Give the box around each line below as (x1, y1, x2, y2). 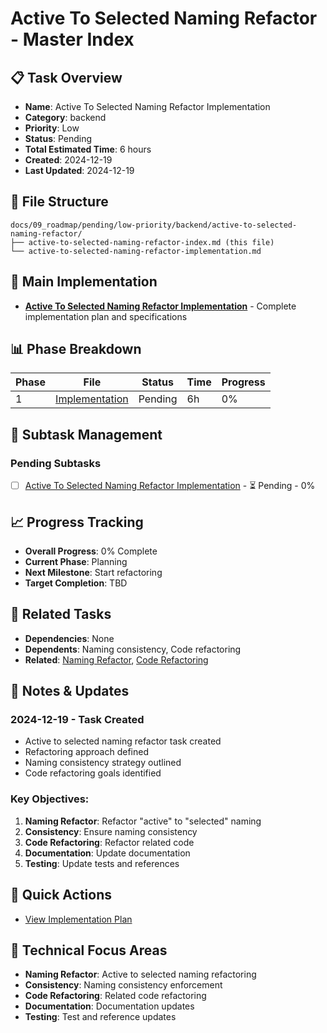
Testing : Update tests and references (24, 857, 180, 869)
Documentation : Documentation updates (24, 1000, 195, 1012)
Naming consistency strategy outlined (24, 757, 182, 769)
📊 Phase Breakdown (10, 341, 142, 358)
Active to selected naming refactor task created (24, 735, 222, 747)
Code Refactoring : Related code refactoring (24, 990, 207, 1002)
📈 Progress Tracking (10, 513, 144, 531)
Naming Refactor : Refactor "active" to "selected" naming (24, 815, 262, 827)
